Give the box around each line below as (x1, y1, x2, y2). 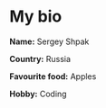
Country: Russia (9, 53, 71, 64)
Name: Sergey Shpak (9, 36, 90, 47)
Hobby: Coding (9, 88, 67, 99)
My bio (9, 6, 63, 27)
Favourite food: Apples (9, 70, 97, 82)
